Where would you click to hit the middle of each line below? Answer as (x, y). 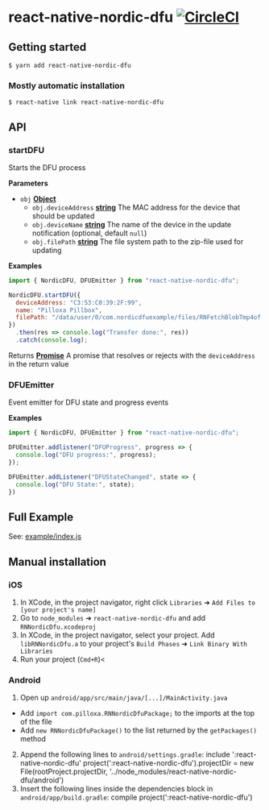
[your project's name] (58, 610)
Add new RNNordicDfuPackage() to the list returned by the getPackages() (139, 730)
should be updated (63, 216)
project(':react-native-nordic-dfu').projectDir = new (169, 763)
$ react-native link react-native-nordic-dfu (86, 102)
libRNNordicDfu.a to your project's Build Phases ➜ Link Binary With (134, 643)
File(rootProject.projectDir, (64, 772)
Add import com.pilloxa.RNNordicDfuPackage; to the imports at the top (137, 713)
